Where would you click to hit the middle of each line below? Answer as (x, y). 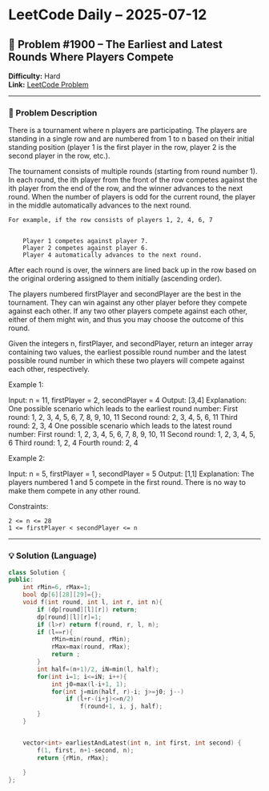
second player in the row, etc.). (59, 156)
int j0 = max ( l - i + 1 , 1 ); (89, 684)
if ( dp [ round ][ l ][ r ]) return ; (87, 609)
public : (21, 580)
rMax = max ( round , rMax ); (90, 647)
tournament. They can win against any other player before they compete (128, 303)
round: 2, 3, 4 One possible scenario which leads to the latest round (120, 426)
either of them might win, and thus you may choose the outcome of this (126, 320)
